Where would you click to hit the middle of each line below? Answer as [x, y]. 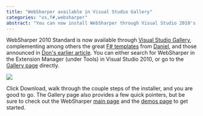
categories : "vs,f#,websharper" [47, 17]
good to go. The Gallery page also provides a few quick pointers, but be [96, 95]
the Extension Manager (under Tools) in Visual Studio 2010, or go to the [95, 59]
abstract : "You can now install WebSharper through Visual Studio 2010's [101, 23]
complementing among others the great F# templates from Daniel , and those [101, 46]
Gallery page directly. [33, 66]
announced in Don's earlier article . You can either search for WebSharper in [101, 53]
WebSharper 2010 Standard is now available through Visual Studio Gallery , [99, 40]
